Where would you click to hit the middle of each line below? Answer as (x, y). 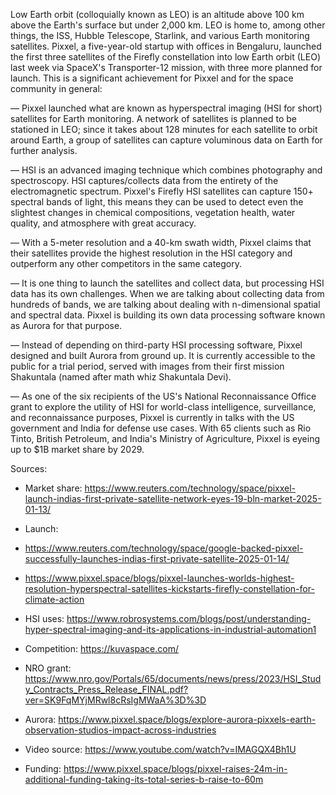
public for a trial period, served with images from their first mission (147, 366)
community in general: (56, 88)
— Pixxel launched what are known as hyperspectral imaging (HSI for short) (166, 108)
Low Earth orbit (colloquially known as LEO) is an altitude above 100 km (157, 14)
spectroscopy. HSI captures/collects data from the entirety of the (144, 180)
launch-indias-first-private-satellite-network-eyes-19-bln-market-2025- (173, 498)
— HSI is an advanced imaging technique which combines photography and (166, 170)
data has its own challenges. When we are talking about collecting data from (167, 293)
